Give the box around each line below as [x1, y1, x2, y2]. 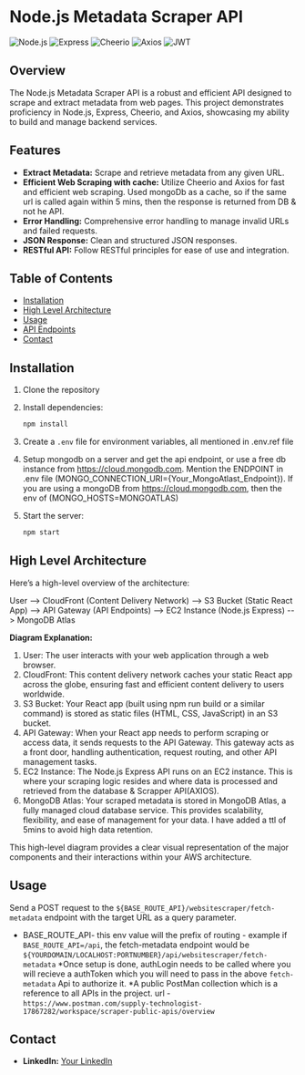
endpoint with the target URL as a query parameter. [44, 912, 237, 923]
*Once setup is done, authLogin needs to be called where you [57, 958, 291, 969]
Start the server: [22, 511, 85, 522]
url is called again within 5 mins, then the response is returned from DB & [22, 196, 297, 207]
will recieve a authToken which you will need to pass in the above [22, 968, 268, 979]
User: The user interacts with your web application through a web [22, 649, 269, 660]
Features [9, 143, 61, 159]
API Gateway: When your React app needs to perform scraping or [22, 727, 269, 738]
